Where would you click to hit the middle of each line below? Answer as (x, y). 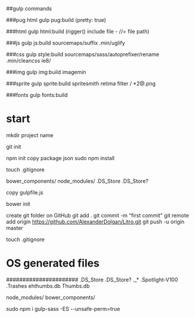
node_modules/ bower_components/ (51, 297)
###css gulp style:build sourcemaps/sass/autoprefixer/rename (83, 54)
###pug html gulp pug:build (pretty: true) (56, 20)
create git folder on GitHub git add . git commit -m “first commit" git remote (97, 215)
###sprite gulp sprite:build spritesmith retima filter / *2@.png (81, 83)
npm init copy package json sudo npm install (61, 158)
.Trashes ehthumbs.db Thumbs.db (48, 285)
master (15, 228)
